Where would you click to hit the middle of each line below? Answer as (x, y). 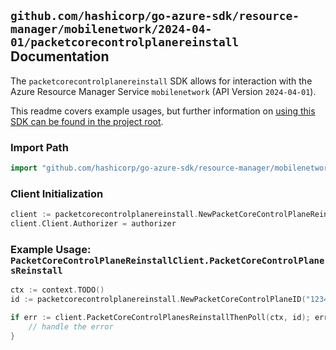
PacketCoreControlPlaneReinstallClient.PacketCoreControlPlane (167, 260)
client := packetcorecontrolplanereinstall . (104, 215)
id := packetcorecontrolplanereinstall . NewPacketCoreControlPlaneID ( (158, 300)
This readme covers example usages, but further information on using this (163, 111)
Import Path (39, 147)
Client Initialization (57, 193)
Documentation (60, 56)
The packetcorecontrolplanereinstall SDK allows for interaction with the (161, 81)
